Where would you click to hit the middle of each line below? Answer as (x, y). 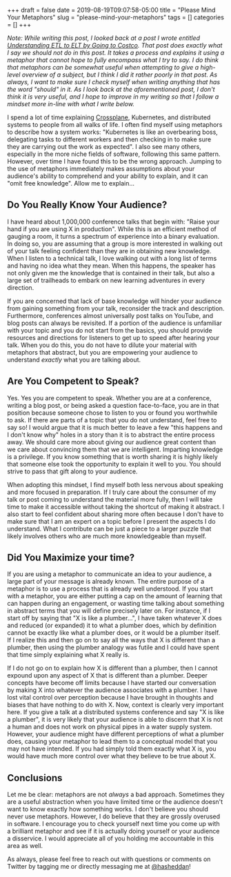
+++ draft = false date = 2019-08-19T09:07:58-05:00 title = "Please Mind (111, 10)
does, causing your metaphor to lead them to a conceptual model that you (112, 742)
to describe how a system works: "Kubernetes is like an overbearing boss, (113, 132)
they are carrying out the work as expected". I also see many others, (104, 147)
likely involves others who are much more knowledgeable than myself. (107, 536)
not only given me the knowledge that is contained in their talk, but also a (111, 273)
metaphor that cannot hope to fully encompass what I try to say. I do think (113, 60)
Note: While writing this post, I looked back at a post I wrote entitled (104, 38)
